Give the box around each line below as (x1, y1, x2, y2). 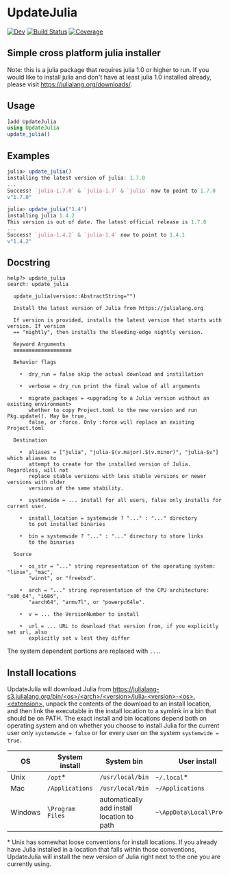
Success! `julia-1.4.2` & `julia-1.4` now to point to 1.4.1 (7, 231, 186, 238)
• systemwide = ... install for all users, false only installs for (19, 497, 222, 504)
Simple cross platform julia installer (7, 47, 161, 59)
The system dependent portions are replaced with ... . (7, 647, 161, 656)
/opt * (47, 773, 66, 782)
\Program (47, 805, 76, 813)
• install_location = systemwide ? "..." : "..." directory (19, 515, 197, 522)
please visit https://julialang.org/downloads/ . (7, 80, 132, 88)
